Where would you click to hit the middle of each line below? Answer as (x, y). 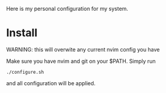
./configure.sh (25, 72)
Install (22, 33)
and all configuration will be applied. (51, 83)
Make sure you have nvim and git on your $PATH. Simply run (81, 61)
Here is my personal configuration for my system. (67, 9)
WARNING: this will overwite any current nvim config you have (83, 49)
